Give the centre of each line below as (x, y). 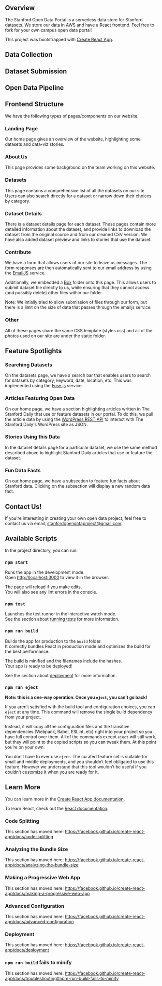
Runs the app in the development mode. (45, 572)
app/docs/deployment (27, 950)
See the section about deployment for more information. (61, 675)
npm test (15, 604)
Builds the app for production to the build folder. (53, 641)
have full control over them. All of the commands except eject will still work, (81, 737)
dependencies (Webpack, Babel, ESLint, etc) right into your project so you (79, 731)
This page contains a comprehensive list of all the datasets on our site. (75, 190)
